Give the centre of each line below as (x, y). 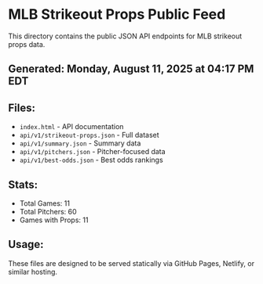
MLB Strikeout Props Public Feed (117, 14)
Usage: (26, 244)
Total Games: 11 (45, 203)
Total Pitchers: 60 (48, 211)
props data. (27, 44)
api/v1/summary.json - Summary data (80, 143)
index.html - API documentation (71, 127)
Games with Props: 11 (54, 220)
